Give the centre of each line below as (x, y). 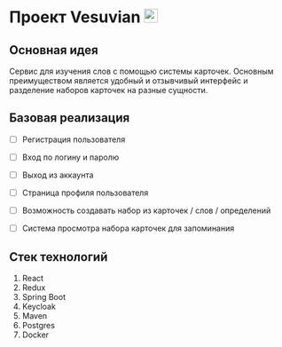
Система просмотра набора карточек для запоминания (128, 228)
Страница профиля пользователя (85, 193)
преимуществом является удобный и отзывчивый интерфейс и (129, 81)
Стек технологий (59, 257)
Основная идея (54, 50)
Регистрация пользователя (74, 139)
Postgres (39, 325)
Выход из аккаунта (58, 175)
